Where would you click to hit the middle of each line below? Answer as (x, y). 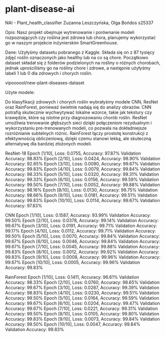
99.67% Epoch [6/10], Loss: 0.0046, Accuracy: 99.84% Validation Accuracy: (83, 241)
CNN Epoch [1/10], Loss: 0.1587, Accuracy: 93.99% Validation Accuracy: (78, 215)
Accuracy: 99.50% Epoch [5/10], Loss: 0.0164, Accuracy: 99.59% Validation (82, 298)
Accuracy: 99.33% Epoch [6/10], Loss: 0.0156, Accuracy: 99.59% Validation (82, 179)
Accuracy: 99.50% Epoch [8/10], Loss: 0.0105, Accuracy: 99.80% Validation (82, 313)
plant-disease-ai (40, 9)
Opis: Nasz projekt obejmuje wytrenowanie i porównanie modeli (70, 32)
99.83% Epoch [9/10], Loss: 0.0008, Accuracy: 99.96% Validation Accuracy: (83, 257)
